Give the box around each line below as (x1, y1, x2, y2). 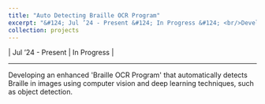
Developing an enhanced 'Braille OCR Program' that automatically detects (8, 70, 248, 80)
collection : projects (8, 26, 80, 34)
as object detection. (8, 87, 73, 97)
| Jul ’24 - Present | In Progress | (8, 48, 114, 58)
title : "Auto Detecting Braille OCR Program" (8, 11, 160, 20)
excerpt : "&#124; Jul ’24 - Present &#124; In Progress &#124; (8, 19, 221, 27)
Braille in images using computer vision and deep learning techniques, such (8, 79, 254, 88)
